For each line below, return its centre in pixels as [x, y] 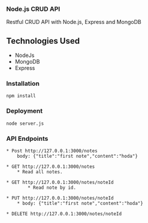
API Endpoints [27, 138]
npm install [21, 96]
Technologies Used [43, 41]
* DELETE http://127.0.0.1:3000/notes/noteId [64, 214]
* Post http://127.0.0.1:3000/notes [52, 151]
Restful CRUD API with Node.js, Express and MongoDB [74, 22]
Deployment [25, 111]
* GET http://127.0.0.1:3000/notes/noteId [60, 182]
